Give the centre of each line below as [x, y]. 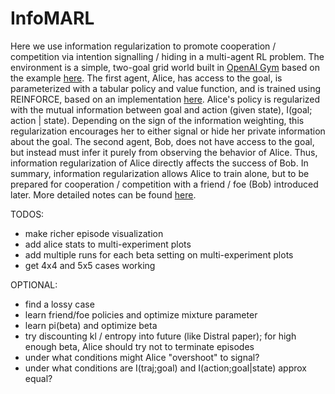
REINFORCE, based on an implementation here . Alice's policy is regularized [165, 99]
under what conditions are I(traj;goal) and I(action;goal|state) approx [166, 368]
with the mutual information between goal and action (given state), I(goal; [161, 109]
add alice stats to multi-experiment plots [108, 244]
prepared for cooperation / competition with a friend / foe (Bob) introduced [164, 184]
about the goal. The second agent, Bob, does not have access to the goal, [162, 141]
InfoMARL [52, 18]
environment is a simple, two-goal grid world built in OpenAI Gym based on [165, 67]
